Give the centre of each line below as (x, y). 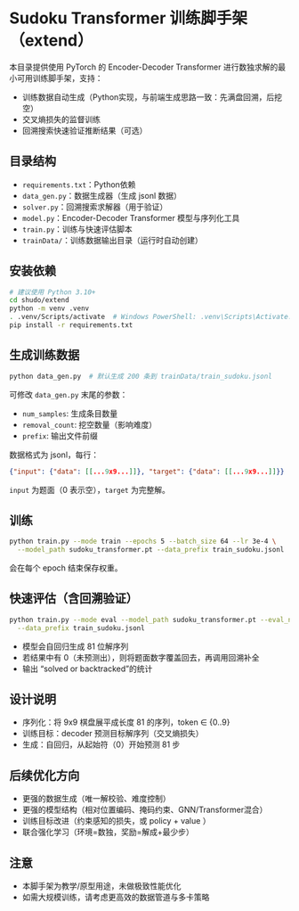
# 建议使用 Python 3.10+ (53, 292)
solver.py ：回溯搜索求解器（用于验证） (95, 207)
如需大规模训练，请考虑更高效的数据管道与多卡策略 (116, 898)
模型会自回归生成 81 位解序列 (75, 646)
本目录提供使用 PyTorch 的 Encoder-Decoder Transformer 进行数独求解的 (144, 67)
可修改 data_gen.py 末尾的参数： (69, 394)
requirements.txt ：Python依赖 (79, 185)
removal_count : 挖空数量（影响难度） (89, 424)
